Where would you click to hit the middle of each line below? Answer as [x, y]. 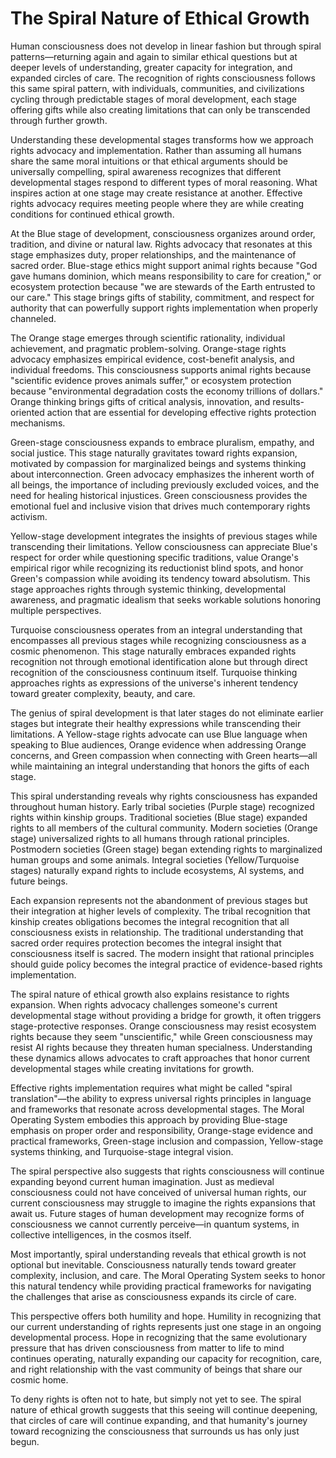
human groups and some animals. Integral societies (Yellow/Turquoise [155, 859]
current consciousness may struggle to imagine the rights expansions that [163, 1203]
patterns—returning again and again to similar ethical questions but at [154, 56]
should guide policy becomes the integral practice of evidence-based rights [166, 964]
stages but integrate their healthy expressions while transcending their [156, 723]
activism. [29, 516]
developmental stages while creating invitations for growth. [132, 1068]
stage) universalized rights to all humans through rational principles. [150, 838]
